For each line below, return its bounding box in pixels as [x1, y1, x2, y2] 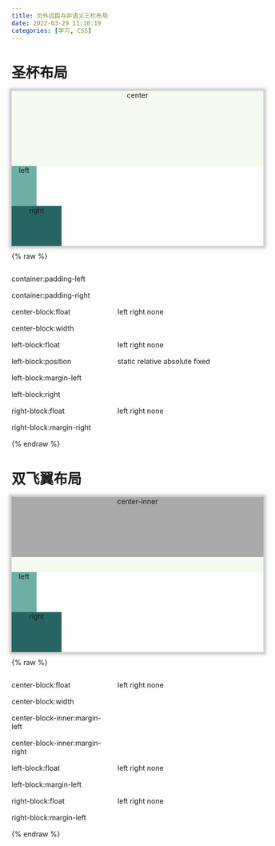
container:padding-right [11, 291, 90, 300]
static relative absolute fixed [118, 357, 211, 367]
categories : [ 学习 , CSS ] [11, 26, 92, 34]
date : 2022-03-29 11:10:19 [11, 19, 102, 27]
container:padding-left [11, 274, 86, 284]
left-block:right [11, 390, 61, 399]
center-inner [117, 497, 158, 507]
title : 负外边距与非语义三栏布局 [11, 11, 109, 20]
